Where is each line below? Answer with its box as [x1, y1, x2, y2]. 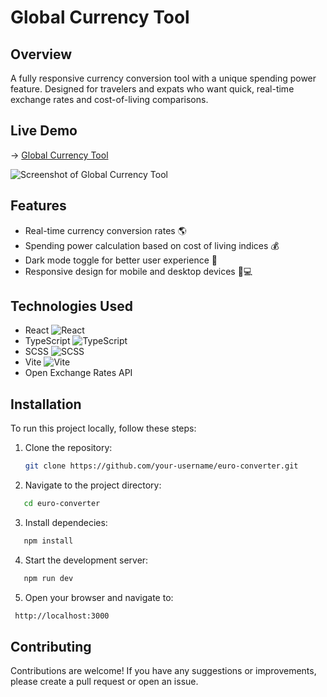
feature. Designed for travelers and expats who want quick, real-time [10, 83, 295, 95]
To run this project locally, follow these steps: [10, 422, 197, 435]
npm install [23, 536, 74, 546]
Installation [10, 396, 82, 413]
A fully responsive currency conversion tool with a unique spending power [10, 72, 317, 84]
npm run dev [23, 573, 74, 583]
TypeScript [24, 335, 71, 347]
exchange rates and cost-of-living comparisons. [10, 94, 209, 105]
